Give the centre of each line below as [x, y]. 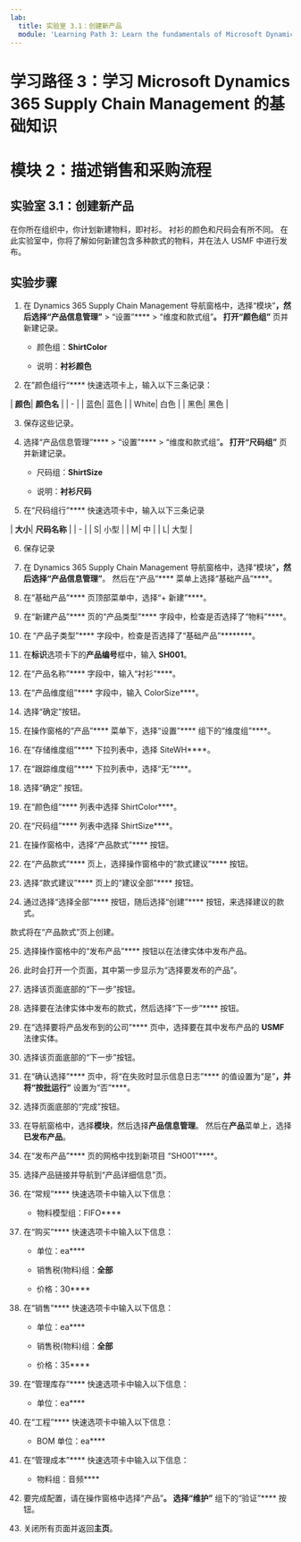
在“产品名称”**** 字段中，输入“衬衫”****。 [102, 674]
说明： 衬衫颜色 [64, 366]
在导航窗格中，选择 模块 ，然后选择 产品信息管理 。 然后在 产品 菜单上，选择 [157, 1126]
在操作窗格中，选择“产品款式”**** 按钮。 [98, 845]
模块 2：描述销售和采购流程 [111, 170]
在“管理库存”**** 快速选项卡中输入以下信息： [106, 1384]
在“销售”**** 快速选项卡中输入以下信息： [98, 1308]
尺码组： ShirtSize [70, 473]
